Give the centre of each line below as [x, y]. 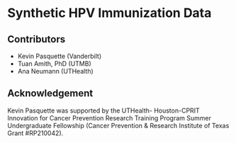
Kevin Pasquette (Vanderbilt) [59, 56]
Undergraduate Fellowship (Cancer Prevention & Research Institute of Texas [118, 125]
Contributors [36, 39]
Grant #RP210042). [35, 133]
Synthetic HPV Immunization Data [109, 13]
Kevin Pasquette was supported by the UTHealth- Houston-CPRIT [103, 110]
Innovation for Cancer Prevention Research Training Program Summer [109, 118]
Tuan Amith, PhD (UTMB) [55, 64]
